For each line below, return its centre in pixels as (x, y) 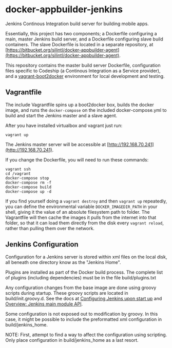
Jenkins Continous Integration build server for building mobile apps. (77, 24)
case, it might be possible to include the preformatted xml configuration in (84, 319)
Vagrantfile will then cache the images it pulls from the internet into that (81, 217)
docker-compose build (28, 187)
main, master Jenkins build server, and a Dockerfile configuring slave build (84, 39)
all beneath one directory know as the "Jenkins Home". (63, 262)
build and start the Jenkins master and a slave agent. (61, 115)
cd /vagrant (18, 173)
